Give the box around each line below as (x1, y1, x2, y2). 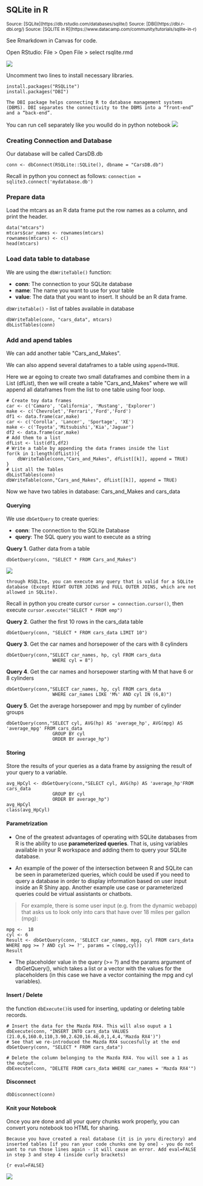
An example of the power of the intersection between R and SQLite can (15, 864, 193, 872)
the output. (6, 1060, 36, 1066)
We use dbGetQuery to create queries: (6, 515, 99, 523)
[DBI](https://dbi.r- (146, 21, 185, 27)
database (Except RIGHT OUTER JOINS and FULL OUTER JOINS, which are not (6, 584, 197, 590)
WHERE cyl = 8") (52, 657, 94, 664)
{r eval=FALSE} (6, 1162, 45, 1168)
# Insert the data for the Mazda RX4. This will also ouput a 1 (6, 1023, 172, 1029)
